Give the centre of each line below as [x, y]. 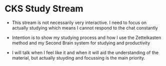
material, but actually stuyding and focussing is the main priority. [78, 57]
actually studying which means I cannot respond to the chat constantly [85, 27]
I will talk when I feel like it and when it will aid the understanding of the [85, 52]
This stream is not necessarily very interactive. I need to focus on [79, 22]
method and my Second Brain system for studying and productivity [81, 42]
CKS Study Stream [44, 9]
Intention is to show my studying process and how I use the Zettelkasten [86, 37]
